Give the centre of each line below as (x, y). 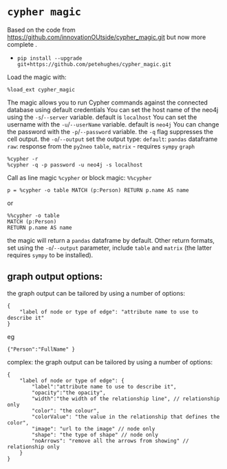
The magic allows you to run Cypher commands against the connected (108, 102)
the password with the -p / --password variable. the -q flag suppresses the (110, 131)
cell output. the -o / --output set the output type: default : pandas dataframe (112, 139)
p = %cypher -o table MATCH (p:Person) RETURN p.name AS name (98, 190)
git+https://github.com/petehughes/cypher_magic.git (94, 64)
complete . (22, 44)
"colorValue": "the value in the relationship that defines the (126, 417)
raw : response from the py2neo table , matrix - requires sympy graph (101, 146)
